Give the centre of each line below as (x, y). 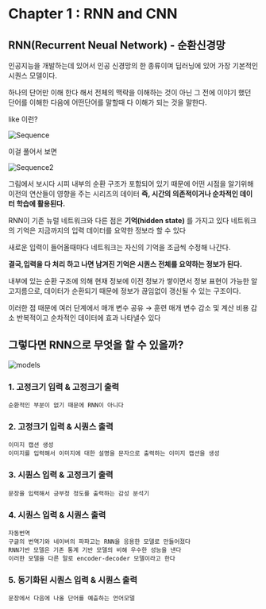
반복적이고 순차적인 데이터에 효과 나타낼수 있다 (89, 318)
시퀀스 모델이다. (33, 75)
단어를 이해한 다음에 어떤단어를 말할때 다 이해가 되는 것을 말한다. (108, 102)
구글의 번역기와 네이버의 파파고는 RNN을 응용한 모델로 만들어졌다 (99, 542)
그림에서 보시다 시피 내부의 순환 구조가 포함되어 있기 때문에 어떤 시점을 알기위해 (131, 184)
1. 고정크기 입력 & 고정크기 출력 (64, 387)
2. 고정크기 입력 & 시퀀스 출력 (61, 427)
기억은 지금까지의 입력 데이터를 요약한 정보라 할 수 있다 (101, 230)
